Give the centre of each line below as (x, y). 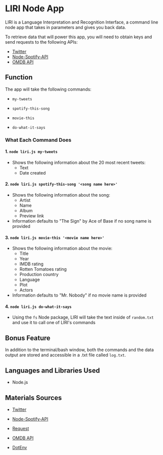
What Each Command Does (38, 140)
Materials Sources (34, 398)
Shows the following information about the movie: (62, 249)
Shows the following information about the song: (61, 195)
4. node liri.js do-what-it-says (38, 306)
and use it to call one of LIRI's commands (54, 323)
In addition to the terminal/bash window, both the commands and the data (80, 350)
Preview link (32, 216)
